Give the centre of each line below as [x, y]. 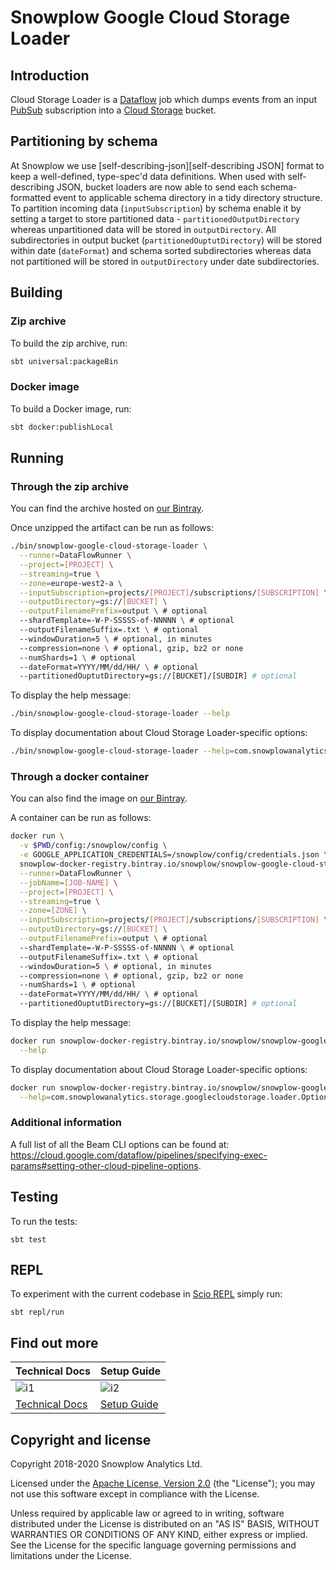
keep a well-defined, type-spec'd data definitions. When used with [148, 176]
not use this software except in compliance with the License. [135, 1494]
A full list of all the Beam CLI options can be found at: [120, 1144]
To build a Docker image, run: [71, 408]
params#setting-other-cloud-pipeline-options [104, 1165]
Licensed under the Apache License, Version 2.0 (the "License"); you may [163, 1483]
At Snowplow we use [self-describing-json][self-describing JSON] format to [167, 165]
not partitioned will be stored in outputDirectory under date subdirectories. [165, 261]
